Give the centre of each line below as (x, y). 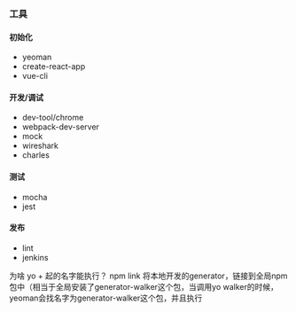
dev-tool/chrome (53, 118)
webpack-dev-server (61, 127)
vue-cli (35, 76)
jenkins (35, 257)
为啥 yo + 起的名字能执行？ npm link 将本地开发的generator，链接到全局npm (148, 276)
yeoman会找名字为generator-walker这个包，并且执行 (106, 298)
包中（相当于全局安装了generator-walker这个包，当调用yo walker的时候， (144, 286)
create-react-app (54, 66)
